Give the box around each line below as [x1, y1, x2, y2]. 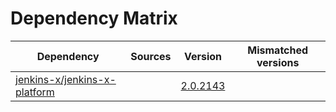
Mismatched [247, 43, 309, 57]
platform [15, 85, 55, 99]
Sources [130, 49, 172, 63]
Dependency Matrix [10, 7, 178, 30]
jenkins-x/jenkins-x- [15, 72, 117, 86]
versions [256, 55, 300, 69]
